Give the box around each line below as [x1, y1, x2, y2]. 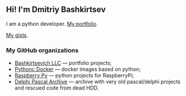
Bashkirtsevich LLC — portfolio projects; [14, 60, 112, 67]
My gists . [6, 32, 28, 39]
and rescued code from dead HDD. [14, 84, 99, 91]
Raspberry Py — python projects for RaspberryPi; [14, 72, 135, 79]
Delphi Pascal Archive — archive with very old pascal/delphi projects [14, 78, 181, 85]
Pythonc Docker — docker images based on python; [14, 66, 142, 73]
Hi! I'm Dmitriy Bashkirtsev [6, 5, 106, 15]
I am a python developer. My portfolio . [6, 20, 98, 27]
